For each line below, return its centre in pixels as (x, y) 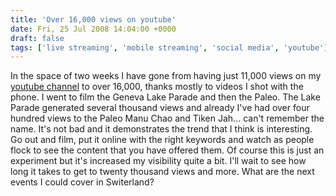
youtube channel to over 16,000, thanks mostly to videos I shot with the (157, 87)
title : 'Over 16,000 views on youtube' (93, 19)
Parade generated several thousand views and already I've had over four (160, 108)
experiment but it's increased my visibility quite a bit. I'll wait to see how (158, 161)
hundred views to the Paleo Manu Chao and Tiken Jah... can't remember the (167, 118)
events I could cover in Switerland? (82, 182)
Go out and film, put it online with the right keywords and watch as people (162, 140)
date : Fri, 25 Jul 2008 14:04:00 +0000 (93, 29)
